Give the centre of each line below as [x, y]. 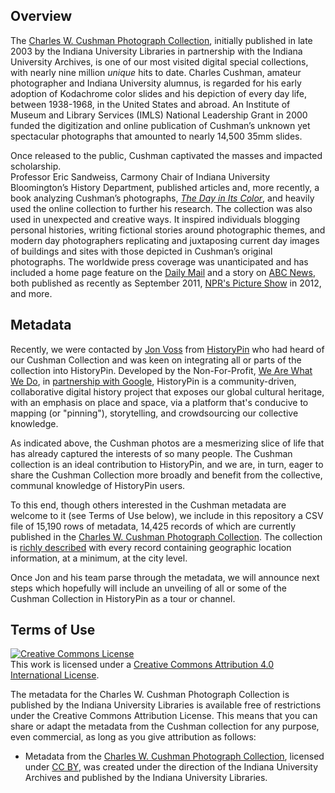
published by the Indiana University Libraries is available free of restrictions [166, 705]
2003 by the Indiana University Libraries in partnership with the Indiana [156, 51]
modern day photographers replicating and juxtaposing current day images [165, 240]
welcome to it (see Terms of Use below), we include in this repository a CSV [167, 515]
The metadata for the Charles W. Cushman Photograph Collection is [150, 695]
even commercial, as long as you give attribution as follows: [133, 737]
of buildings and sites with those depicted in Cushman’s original [141, 251]
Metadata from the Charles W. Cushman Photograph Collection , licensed [174, 756]
